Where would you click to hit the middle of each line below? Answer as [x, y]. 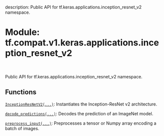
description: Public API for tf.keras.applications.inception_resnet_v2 [73, 7]
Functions [21, 92]
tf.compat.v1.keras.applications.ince [82, 43]
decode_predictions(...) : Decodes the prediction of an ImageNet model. [79, 113]
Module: [22, 32]
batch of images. [22, 128]
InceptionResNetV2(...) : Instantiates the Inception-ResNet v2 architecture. [81, 104]
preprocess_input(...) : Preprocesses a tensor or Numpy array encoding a [81, 123]
